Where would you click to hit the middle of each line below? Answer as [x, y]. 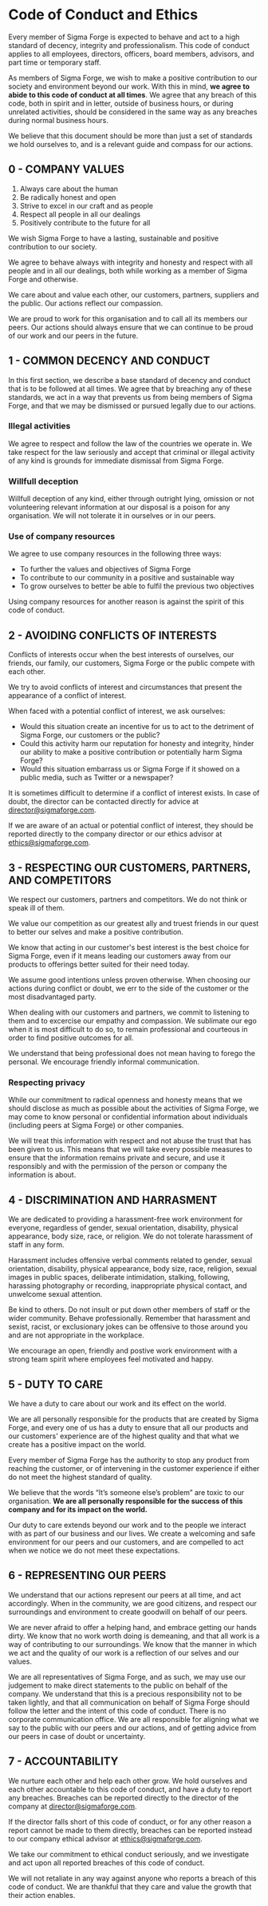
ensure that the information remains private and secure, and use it [117, 1158]
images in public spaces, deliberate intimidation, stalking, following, [119, 1278]
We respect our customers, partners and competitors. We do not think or [128, 899]
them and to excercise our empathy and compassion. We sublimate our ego [132, 1021]
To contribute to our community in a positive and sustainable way [127, 578]
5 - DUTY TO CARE [56, 1384]
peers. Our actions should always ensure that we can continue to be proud [131, 327]
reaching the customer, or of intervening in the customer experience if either [134, 1468]
